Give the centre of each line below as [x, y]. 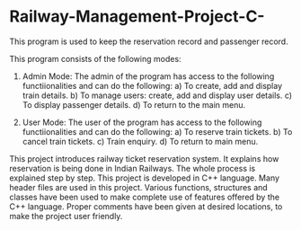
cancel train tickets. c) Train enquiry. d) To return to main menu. [140, 141]
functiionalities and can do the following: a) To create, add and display [152, 85]
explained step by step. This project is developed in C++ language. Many [145, 178]
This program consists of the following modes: [95, 58]
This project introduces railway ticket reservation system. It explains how [144, 158]
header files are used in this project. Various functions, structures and [138, 187]
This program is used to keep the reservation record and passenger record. [149, 41]
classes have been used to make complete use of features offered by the [145, 197]
